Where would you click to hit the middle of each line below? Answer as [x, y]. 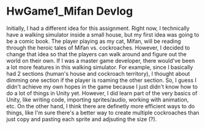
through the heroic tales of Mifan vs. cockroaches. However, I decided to [98, 48]
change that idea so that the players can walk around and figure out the [96, 54]
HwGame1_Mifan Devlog [70, 11]
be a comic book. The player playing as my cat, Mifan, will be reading [94, 41]
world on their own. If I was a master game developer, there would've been [101, 61]
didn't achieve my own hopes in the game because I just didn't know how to [102, 86]
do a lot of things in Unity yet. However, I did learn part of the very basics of [102, 93]
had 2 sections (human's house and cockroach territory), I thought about [98, 73]
